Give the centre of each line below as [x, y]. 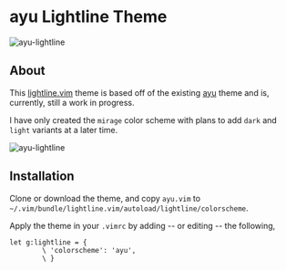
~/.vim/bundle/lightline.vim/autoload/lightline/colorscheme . [129, 208]
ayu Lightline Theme [88, 17]
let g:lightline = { [49, 242]
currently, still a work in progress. [72, 102]
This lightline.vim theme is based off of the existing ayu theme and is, [139, 92]
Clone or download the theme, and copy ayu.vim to [105, 198]
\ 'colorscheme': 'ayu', [89, 250]
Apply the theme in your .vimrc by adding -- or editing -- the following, [143, 225]
